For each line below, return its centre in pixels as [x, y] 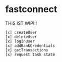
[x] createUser [21, 32]
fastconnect [31, 9]
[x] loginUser [20, 41]
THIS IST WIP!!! [21, 23]
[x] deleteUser [21, 37]
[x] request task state [30, 54]
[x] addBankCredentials [30, 46]
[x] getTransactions [27, 50]
